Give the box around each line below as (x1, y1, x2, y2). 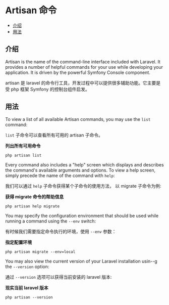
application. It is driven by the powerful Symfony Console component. (5, 69, 150, 75)
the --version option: (5, 264, 49, 270)
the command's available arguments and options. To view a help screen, (5, 167, 155, 173)
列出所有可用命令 (5, 143, 41, 149)
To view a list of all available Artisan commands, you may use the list (5, 116, 151, 122)
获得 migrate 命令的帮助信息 (5, 193, 64, 200)
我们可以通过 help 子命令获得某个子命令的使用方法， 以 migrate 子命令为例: (5, 183, 161, 189)
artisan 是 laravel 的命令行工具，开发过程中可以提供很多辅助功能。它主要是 (5, 79, 160, 86)
